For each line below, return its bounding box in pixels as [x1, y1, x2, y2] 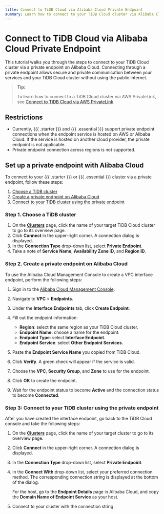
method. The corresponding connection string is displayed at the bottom [12, 474, 159, 480]
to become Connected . [12, 392, 60, 398]
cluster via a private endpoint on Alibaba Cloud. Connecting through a [5, 64, 145, 70]
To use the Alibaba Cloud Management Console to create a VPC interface [5, 272, 153, 278]
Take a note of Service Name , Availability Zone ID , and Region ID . [12, 248, 146, 254]
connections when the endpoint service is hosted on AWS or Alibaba [12, 131, 150, 137]
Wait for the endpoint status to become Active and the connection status [12, 387, 159, 393]
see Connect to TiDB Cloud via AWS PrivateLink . [17, 99, 115, 105]
